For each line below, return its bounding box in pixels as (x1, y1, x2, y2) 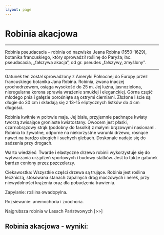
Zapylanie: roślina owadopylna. (5, 189, 67, 195)
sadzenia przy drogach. (5, 140, 53, 146)
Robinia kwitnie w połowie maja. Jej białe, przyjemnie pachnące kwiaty (5, 114, 147, 120)
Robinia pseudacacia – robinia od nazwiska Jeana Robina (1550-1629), (5, 49, 147, 55)
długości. (5, 105, 24, 110)
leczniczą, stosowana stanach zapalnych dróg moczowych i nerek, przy (5, 174, 150, 180)
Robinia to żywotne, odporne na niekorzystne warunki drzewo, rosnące (5, 129, 148, 135)
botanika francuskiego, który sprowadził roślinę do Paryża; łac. (5, 54, 132, 60)
